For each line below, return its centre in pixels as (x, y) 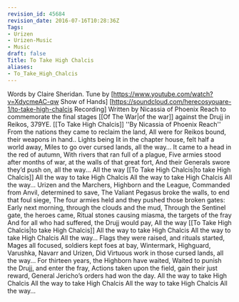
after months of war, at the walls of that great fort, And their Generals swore (119, 162)
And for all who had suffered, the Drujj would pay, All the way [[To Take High (119, 222)
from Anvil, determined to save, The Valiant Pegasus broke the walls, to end (118, 192)
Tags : (15, 27)
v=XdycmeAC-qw (33, 101)
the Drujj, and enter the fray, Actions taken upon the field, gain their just (112, 268)
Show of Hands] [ (86, 101)
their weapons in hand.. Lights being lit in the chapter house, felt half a (111, 139)
